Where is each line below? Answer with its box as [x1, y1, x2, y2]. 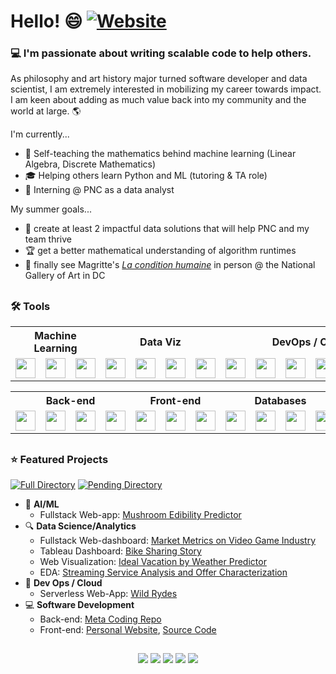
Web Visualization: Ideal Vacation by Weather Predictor [39, 556, 267, 568]
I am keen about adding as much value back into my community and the [10, 94, 307, 106]
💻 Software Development [24, 599, 135, 611]
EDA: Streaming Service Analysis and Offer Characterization [39, 566, 288, 579]
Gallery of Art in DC [24, 270, 106, 282]
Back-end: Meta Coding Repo [39, 613, 162, 625]
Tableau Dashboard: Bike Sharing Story [39, 545, 202, 557]
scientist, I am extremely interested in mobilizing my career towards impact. [10, 83, 322, 95]
